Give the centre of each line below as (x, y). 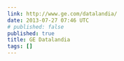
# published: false (36, 27)
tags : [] (20, 46)
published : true (31, 33)
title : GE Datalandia (39, 40)
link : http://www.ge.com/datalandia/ (62, 14)
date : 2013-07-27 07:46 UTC (48, 20)
